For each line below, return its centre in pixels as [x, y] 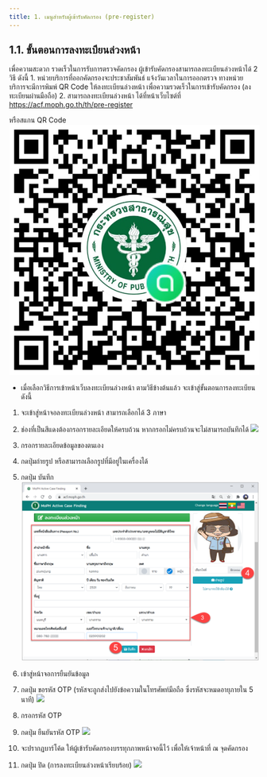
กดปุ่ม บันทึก [37, 477]
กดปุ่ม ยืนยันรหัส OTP [50, 733]
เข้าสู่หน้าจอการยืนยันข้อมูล [55, 674]
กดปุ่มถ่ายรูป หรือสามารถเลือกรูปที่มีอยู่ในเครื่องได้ [84, 462]
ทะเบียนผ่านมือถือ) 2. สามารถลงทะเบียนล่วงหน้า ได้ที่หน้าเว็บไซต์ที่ [95, 96]
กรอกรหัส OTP [41, 716]
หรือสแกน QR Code [38, 120]
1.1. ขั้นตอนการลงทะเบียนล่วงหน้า [75, 50]
